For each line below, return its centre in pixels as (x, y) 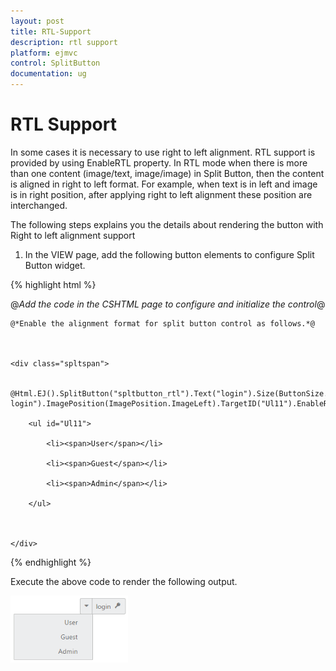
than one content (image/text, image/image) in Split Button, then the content (167, 173)
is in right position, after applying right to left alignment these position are (161, 194)
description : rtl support (64, 42)
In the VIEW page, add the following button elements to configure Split (169, 254)
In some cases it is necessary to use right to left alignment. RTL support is (163, 152)
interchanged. (39, 205)
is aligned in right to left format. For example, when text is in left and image (164, 184)
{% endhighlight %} (51, 562)
